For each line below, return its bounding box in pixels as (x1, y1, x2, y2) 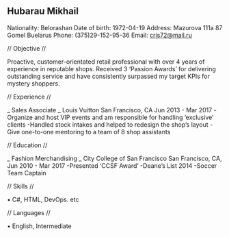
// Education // (7, 140, 48, 149)
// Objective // (7, 44, 46, 52)
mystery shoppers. (7, 79, 60, 88)
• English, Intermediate (7, 222, 72, 230)
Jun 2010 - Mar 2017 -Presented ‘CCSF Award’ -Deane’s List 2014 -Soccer (7, 161, 217, 170)
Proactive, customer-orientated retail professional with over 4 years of (7, 58, 205, 66)
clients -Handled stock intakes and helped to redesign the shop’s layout (7, 120, 208, 129)
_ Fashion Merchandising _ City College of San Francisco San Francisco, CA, (7, 154, 222, 162)
